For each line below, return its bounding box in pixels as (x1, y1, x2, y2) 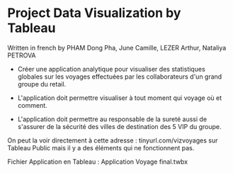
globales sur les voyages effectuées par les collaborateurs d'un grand (17, 72, 222, 81)
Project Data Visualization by (7, 5, 181, 21)
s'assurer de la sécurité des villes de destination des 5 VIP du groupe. (17, 122, 222, 130)
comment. (17, 101, 47, 109)
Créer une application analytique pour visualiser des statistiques (17, 65, 205, 73)
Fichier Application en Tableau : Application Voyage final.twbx (7, 157, 188, 166)
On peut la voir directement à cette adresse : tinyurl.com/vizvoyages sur (7, 136, 218, 145)
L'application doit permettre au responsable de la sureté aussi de (17, 115, 208, 123)
